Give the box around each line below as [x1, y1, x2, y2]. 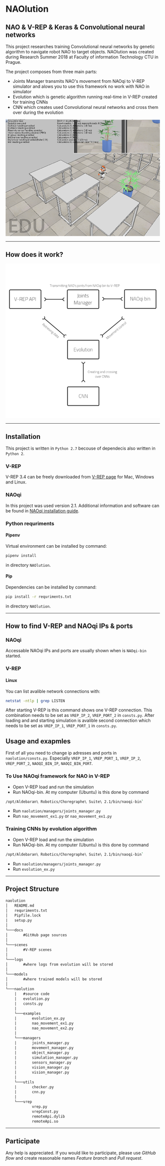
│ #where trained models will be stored [5, 977, 102, 982]
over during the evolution [12, 109, 64, 115]
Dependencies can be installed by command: [5, 584, 97, 590]
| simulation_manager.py [14, 1055, 78, 1060]
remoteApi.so [31, 1119, 58, 1124]
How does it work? [5, 250, 64, 258]
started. [5, 653, 22, 659]
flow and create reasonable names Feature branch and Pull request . [5, 1155, 143, 1161]
